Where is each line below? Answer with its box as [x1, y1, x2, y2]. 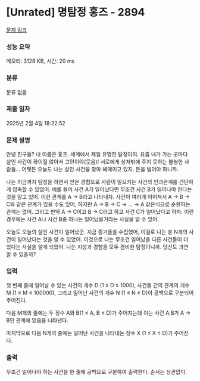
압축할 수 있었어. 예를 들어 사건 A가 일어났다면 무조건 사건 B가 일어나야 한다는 [12, 186, 192, 193]
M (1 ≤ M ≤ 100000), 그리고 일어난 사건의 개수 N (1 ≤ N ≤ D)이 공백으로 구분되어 [6, 289, 194, 296]
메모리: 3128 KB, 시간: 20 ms [6, 57, 75, 64]
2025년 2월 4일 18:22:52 [6, 119, 65, 127]
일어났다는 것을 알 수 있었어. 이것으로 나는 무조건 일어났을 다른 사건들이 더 [17, 236, 189, 243]
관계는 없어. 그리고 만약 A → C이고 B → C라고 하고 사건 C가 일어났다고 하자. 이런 [6, 208, 194, 216]
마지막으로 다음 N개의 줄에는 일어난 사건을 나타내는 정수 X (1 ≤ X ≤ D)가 [6, 330, 173, 337]
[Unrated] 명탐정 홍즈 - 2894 [6, 5, 145, 19]
